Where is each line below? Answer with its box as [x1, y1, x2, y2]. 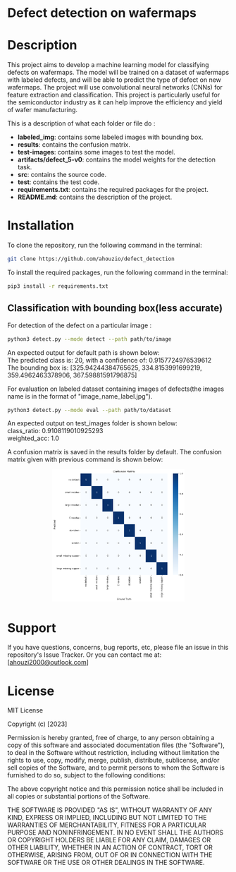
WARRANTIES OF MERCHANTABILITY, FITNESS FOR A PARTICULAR [7, 820, 206, 830]
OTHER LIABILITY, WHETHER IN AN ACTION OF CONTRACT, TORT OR [7, 843, 213, 852]
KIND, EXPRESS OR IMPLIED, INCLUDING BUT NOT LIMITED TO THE [7, 813, 207, 822]
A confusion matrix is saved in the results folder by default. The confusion [7, 448, 222, 456]
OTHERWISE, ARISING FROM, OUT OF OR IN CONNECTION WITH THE [7, 851, 213, 859]
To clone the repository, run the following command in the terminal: [7, 241, 202, 250]
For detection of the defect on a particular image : [7, 321, 152, 329]
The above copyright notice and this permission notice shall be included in [7, 785, 223, 793]
